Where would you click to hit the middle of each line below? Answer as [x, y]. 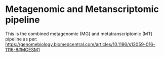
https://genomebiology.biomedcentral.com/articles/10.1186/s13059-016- [80, 44]
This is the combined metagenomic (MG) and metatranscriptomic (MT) [79, 33]
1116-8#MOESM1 [23, 49]
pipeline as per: [22, 39]
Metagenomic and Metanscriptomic [82, 9]
